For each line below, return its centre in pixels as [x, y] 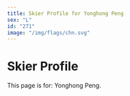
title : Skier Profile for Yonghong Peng [66, 13]
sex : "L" [19, 20]
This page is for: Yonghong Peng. [54, 86]
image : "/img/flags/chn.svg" [49, 33]
